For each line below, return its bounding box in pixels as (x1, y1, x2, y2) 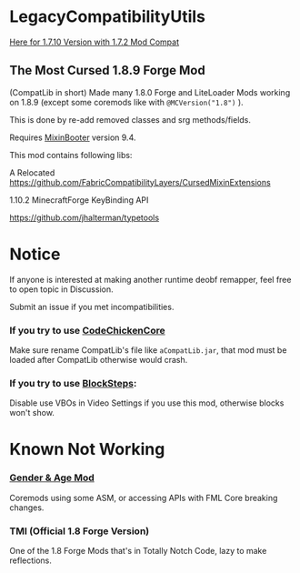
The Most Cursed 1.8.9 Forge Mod (9, 63, 206, 78)
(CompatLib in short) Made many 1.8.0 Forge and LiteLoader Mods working (9, 86, 291, 97)
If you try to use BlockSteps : (9, 377, 137, 389)
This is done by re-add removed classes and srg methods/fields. (9, 114, 252, 125)
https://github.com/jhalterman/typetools (9, 212, 160, 223)
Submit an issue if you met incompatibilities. (9, 301, 175, 312)
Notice (9, 244, 61, 265)
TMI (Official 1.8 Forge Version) (9, 525, 150, 538)
